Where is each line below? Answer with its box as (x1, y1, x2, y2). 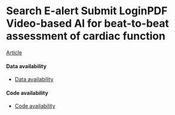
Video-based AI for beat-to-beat (6, 17, 170, 30)
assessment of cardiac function (6, 30, 166, 43)
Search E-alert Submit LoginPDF (6, 4, 168, 18)
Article (6, 49, 22, 56)
